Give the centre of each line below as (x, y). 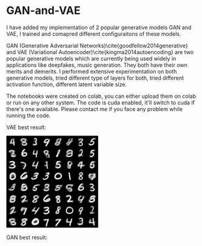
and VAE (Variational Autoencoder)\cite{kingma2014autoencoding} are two (100, 52)
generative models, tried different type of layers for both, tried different (95, 78)
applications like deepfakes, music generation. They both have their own (97, 65)
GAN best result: (27, 237)
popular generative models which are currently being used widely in (91, 58)
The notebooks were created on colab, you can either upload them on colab (101, 96)
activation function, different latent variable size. (67, 84)
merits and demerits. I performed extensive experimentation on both (92, 71)
